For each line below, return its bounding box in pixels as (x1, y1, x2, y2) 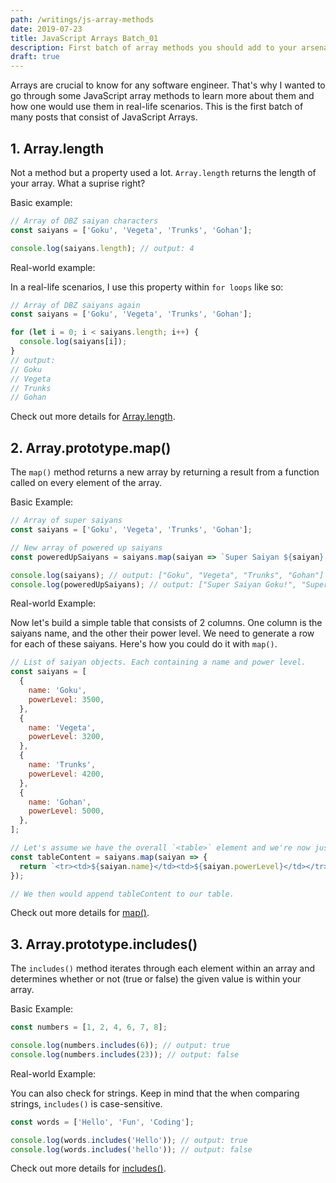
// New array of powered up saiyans (10, 542, 163, 553)
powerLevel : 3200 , (28, 732, 105, 742)
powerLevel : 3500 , (28, 694, 105, 705)
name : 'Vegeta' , (28, 722, 97, 733)
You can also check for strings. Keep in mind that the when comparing (10, 1087, 300, 1099)
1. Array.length (10, 140, 105, 157)
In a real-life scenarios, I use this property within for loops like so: (10, 281, 284, 293)
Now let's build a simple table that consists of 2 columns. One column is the (10, 617, 323, 629)
